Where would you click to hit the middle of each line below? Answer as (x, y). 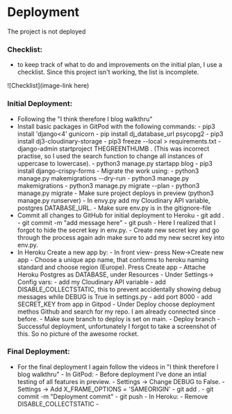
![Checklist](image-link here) (48, 86)
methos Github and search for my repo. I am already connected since (117, 312)
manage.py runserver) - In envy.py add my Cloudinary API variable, (114, 200)
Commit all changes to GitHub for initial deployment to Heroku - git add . (121, 215)
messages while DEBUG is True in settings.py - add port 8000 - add (115, 296)
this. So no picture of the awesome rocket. (78, 333)
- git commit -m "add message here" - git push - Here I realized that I (116, 222)
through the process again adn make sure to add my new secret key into (121, 237)
